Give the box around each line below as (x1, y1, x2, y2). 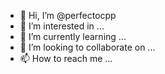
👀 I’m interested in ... (19, 20, 105, 32)
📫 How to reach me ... (19, 53, 113, 64)
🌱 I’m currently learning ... (19, 31, 127, 42)
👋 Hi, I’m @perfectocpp (19, 10, 117, 21)
